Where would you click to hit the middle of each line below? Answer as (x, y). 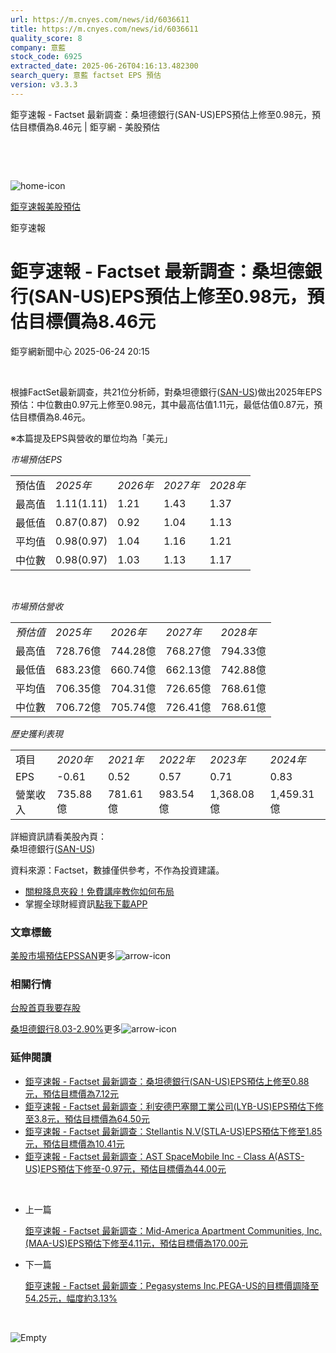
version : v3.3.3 (44, 85)
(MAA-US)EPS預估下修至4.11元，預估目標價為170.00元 (136, 1243)
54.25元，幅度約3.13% (71, 1298)
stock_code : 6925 (46, 57)
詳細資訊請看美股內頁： (58, 836)
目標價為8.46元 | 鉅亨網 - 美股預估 (89, 127)
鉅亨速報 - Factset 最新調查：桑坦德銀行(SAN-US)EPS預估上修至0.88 (167, 1081)
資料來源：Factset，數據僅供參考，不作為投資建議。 (117, 870)
